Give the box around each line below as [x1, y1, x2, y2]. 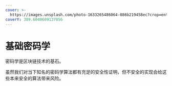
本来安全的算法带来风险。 [9, 75, 64, 81]
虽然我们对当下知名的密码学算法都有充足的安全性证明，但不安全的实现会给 [5, 69, 162, 75]
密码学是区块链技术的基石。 [5, 58, 64, 64]
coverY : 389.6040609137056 [5, 17, 63, 22]
